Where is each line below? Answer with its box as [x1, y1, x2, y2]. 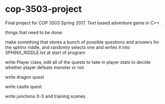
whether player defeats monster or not [5, 64, 84, 70]
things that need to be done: [5, 29, 63, 35]
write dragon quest [5, 74, 44, 80]
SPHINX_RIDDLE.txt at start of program [5, 50, 85, 55]
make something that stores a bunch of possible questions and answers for [5, 39, 160, 45]
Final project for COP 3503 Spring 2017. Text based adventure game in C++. [5, 20, 161, 26]
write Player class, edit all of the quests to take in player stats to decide [5, 59, 151, 65]
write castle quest [5, 83, 42, 90]
